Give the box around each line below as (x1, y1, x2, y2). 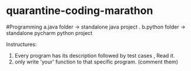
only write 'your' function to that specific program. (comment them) (14, 58, 178, 65)
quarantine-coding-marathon (6, 4, 153, 17)
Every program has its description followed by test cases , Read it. (14, 52, 175, 59)
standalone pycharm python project (6, 29, 93, 36)
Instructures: (6, 41, 37, 48)
